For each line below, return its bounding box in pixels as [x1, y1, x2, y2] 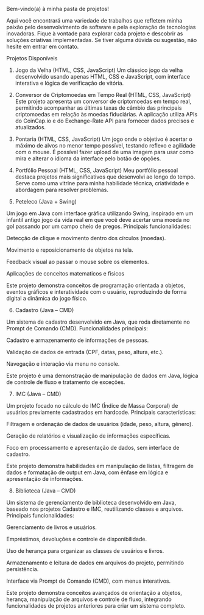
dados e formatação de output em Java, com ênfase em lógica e [6, 469, 169, 476]
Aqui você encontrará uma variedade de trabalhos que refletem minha [6, 17, 183, 24]
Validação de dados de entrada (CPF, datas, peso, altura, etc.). [6, 349, 164, 355]
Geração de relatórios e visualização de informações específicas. [6, 432, 171, 439]
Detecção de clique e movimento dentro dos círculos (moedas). [6, 235, 166, 241]
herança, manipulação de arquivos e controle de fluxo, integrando [6, 595, 172, 603]
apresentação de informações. [6, 475, 83, 482]
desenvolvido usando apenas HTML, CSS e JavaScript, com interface [15, 73, 191, 80]
